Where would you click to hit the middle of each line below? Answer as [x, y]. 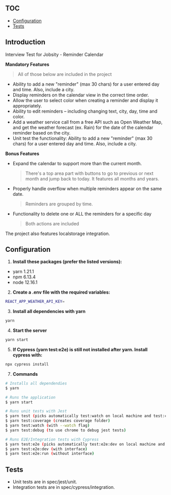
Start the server [30, 330]
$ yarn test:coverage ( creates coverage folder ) [58, 421]
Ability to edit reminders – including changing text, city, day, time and [85, 111]
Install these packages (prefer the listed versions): [67, 262]
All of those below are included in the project [65, 74]
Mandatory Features [27, 64]
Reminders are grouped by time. [59, 204]
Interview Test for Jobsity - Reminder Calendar [54, 54]
